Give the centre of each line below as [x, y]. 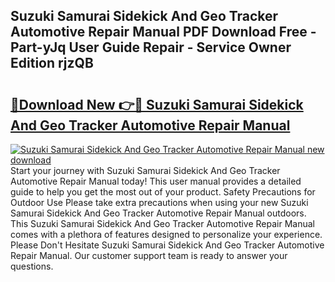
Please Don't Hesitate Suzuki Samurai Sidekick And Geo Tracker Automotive [167, 245]
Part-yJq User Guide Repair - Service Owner [151, 47]
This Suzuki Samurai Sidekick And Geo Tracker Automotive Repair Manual [162, 223]
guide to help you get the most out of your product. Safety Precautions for [163, 192]
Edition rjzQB [52, 63]
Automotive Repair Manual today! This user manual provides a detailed [156, 181]
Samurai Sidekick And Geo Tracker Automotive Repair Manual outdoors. [158, 213]
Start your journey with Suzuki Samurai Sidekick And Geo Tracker [145, 170]
